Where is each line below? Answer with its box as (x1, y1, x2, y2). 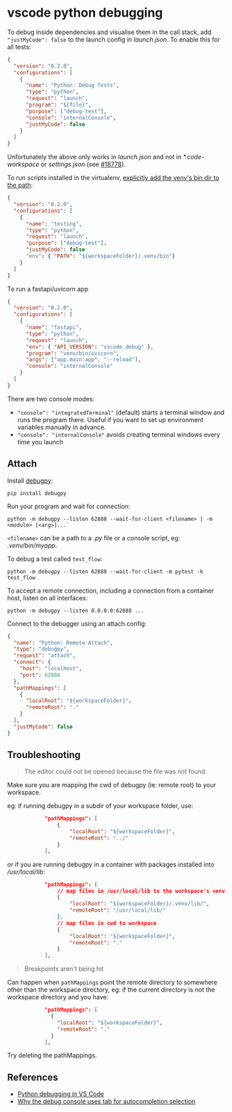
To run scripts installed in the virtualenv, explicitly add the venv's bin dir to (7, 174, 219, 182)
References (7, 1071, 58, 1083)
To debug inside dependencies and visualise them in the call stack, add (7, 28, 212, 36)
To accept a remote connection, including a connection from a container (7, 586, 214, 595)
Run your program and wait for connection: (7, 502, 131, 510)
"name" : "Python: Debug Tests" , (25, 82, 119, 89)
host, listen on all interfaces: (7, 593, 88, 602)
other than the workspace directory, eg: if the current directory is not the (7, 985, 215, 994)
